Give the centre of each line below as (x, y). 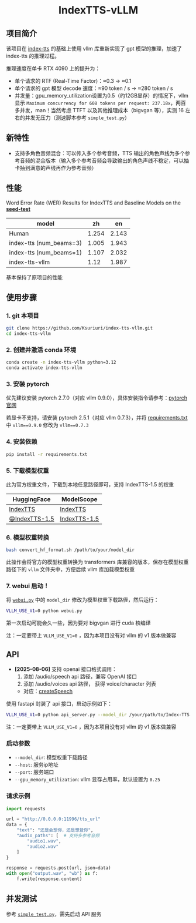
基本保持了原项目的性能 (34, 277)
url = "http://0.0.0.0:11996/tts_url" (53, 819)
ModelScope (79, 499)
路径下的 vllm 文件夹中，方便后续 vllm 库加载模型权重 (71, 569)
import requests (26, 808)
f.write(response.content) (49, 879)
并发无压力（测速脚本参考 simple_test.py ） (77, 118)
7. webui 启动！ (28, 586)
